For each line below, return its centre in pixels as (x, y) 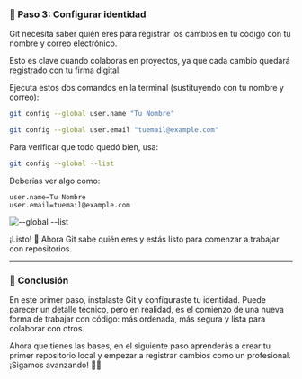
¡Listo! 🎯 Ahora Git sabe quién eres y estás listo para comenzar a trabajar (144, 239)
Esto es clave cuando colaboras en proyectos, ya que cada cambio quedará (150, 61)
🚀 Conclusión (39, 280)
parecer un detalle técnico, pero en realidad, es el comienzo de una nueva (147, 310)
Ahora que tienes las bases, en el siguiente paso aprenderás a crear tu (140, 346)
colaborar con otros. (47, 329)
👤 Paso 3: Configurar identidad (78, 14)
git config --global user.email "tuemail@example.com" (114, 130)
